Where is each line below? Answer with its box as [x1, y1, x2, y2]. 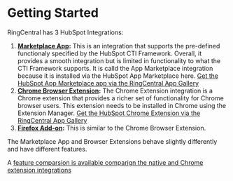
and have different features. [7, 145, 87, 153]
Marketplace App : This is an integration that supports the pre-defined [17, 41, 220, 50]
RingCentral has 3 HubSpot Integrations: [7, 28, 124, 36]
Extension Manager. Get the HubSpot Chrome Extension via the [17, 109, 201, 117]
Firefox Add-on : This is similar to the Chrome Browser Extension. [17, 123, 206, 132]
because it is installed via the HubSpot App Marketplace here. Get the [17, 72, 219, 80]
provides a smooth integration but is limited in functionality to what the [17, 56, 221, 65]
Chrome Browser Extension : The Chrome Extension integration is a [17, 86, 213, 95]
